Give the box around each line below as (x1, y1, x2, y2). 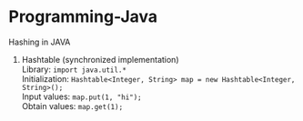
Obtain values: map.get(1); (21, 100, 124, 111)
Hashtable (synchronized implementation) (21, 54, 179, 65)
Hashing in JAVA (8, 36, 71, 47)
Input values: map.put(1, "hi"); (21, 91, 142, 102)
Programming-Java (8, 6, 158, 27)
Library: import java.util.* (21, 64, 126, 75)
